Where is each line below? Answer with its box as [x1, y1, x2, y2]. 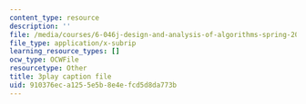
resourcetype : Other [9, 64, 88, 73]
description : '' [9, 22, 71, 31]
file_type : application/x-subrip [9, 38, 137, 48]
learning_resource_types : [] [9, 47, 120, 56]
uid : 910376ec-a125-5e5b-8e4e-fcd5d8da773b [9, 80, 178, 90]
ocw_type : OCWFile [9, 55, 79, 64]
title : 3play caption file [9, 72, 112, 81]
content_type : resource [9, 13, 100, 23]
